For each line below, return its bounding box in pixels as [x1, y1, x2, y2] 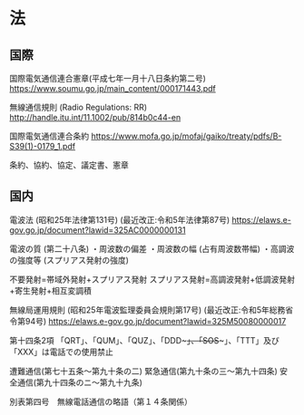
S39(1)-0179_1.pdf [9, 141, 75, 151]
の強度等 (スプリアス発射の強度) [9, 255, 130, 265]
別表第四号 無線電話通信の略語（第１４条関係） [9, 396, 192, 407]
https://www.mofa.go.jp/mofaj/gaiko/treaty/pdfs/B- [90, 130, 282, 141]
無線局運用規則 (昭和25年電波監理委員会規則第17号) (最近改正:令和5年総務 [9, 304, 286, 315]
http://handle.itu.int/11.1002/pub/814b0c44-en [9, 112, 181, 122]
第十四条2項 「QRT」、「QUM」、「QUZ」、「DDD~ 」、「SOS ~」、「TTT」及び [9, 334, 279, 345]
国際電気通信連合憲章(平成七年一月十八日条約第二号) [9, 73, 207, 83]
